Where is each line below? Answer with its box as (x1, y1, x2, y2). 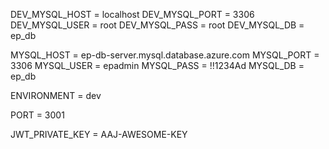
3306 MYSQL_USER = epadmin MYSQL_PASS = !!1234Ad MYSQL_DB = (10, 60, 305, 71)
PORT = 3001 (10, 109, 65, 121)
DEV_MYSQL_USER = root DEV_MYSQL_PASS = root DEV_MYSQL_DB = (10, 19, 305, 31)
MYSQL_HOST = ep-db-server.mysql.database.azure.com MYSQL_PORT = (10, 49, 320, 61)
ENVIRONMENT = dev (10, 90, 102, 101)
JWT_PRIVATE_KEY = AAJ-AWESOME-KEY (10, 129, 188, 140)
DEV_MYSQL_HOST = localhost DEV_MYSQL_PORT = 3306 (10, 9, 255, 20)
